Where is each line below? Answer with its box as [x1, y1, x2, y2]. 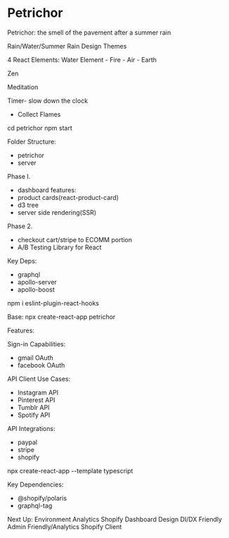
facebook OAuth [17, 361, 65, 369]
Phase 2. [7, 222, 33, 230]
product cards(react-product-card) [17, 193, 119, 201]
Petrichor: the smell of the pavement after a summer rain [7, 28, 171, 37]
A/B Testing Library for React [17, 243, 102, 251]
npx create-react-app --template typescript [7, 466, 133, 475]
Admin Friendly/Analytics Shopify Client [7, 523, 122, 531]
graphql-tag [17, 501, 53, 510]
